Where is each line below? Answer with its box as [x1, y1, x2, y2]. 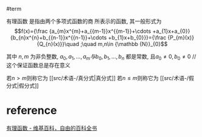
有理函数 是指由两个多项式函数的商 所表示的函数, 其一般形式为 [6, 18, 162, 25]
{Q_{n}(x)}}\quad [37, 41, 80, 47]
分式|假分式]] [6, 82, 39, 89]
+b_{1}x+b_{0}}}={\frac [108, 34, 167, 41]
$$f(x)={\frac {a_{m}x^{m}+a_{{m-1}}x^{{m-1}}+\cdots [14, 27, 151, 35]
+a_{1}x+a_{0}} [152, 27, 190, 35]
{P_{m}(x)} [167, 34, 195, 41]
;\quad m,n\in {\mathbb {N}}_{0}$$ [80, 41, 168, 47]
